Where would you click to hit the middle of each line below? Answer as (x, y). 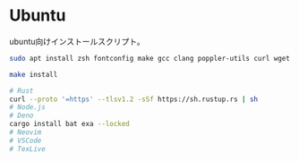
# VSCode (26, 140)
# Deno (21, 116)
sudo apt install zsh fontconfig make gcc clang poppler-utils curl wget (150, 58)
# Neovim (26, 132)
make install (34, 74)
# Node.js (28, 107)
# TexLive (28, 148)
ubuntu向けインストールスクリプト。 (77, 41)
